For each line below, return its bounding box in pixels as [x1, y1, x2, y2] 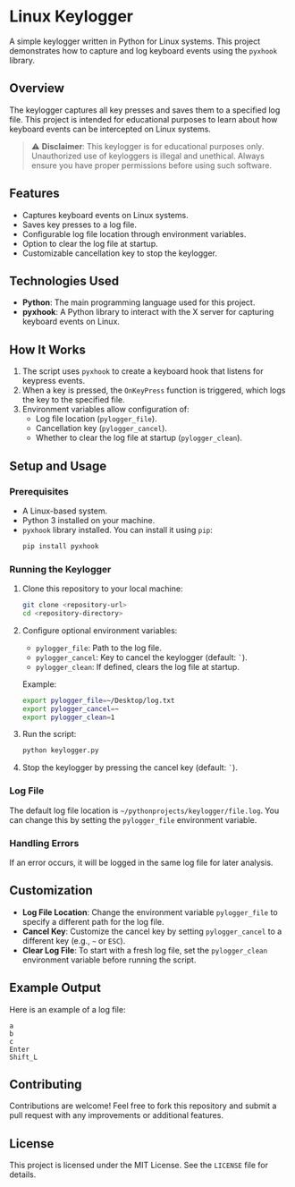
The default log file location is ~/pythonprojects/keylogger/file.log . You [9, 805, 280, 816]
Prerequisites [9, 485, 69, 497]
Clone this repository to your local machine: [21, 583, 183, 594]
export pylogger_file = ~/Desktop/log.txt [21, 696, 175, 705]
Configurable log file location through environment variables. [21, 228, 247, 239]
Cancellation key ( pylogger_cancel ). [35, 423, 168, 434]
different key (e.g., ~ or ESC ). [21, 935, 126, 945]
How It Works [9, 342, 87, 357]
